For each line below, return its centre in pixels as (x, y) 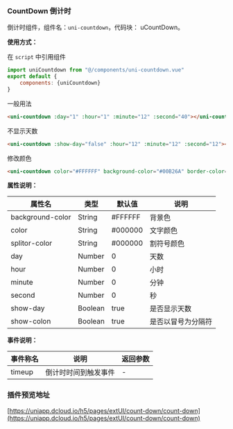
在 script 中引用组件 (36, 57)
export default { (32, 77)
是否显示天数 (171, 309)
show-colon (31, 321)
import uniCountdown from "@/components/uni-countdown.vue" (96, 70)
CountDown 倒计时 (39, 10)
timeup (22, 372)
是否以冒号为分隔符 (181, 322)
